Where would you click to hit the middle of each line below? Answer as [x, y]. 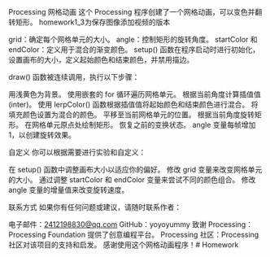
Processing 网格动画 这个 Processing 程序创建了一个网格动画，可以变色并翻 [135, 12]
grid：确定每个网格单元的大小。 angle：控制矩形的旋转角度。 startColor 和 [133, 39]
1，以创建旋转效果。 [42, 135]
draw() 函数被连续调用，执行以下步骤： [74, 77]
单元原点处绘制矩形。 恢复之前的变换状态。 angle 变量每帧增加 [151, 125]
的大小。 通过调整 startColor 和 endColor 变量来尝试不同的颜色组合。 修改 [132, 180]
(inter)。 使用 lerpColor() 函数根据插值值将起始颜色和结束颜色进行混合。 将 [133, 105]
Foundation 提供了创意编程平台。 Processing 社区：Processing [153, 235]
